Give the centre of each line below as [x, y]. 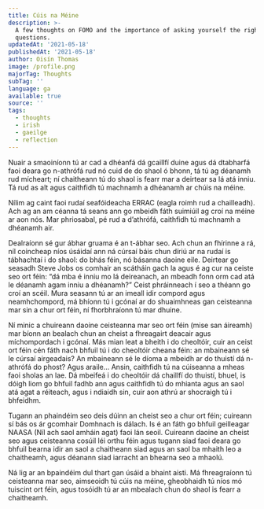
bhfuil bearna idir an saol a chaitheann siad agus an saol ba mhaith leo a [125, 448]
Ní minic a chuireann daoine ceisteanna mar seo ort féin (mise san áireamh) [130, 325]
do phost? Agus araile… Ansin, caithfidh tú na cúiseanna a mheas [139, 367]
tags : [17, 111]
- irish [28, 125]
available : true [35, 96]
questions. [33, 37]
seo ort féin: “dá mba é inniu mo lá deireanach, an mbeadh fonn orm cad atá [132, 276]
